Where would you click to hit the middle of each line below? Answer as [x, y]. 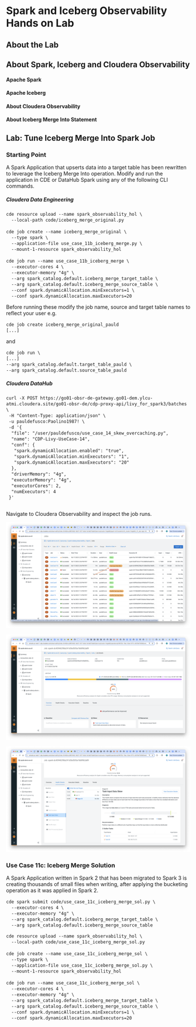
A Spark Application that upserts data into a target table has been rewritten [97, 167]
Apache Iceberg [26, 93]
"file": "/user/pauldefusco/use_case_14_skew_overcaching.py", [90, 433]
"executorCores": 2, [36, 486]
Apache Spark [24, 80]
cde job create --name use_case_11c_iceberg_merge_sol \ [77, 954]
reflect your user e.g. [31, 313]
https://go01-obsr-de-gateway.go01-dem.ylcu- [97, 398]
